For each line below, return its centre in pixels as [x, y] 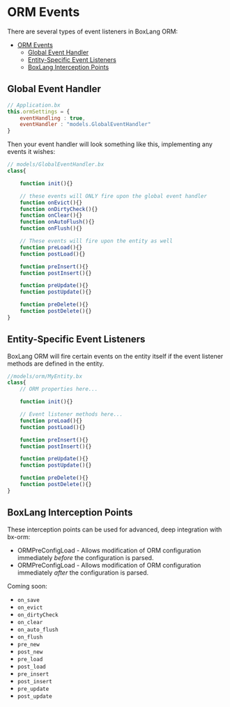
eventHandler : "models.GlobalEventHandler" [85, 125]
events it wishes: [31, 152]
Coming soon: [27, 586]
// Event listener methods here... [71, 414]
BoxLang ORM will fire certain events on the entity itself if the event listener [115, 356]
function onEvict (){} [51, 203]
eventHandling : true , [53, 118]
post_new [30, 652]
